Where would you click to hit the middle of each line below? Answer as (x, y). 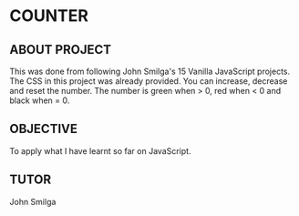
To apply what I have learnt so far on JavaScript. (100, 150)
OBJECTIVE (43, 129)
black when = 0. (40, 100)
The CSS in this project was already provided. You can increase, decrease (149, 81)
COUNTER (49, 16)
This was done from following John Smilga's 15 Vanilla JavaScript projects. (150, 71)
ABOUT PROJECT (61, 50)
